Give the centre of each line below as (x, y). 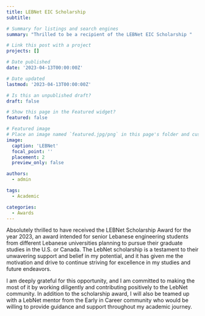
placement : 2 (28, 157)
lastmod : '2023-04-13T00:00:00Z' (49, 84)
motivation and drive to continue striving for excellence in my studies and (99, 262)
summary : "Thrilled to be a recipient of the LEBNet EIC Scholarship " (99, 34)
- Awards (23, 213)
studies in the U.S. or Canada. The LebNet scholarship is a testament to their (103, 250)
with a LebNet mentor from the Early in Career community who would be (98, 300)
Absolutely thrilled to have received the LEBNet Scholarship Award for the (99, 230)
